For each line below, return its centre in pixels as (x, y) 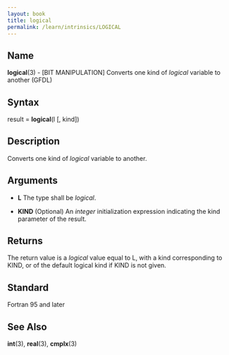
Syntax (23, 102)
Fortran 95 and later (36, 305)
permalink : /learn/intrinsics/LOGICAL (64, 27)
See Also (27, 326)
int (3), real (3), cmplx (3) (42, 344)
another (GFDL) (30, 80)
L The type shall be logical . (57, 198)
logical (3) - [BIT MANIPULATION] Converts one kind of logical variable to (114, 73)
